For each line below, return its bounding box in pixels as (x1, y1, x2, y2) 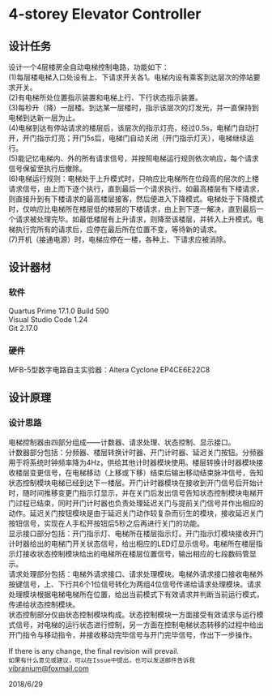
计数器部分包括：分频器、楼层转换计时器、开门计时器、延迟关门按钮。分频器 (8, 447, 264, 457)
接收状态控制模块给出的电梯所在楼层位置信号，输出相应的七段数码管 (22, 548, 249, 558)
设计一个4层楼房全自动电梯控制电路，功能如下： (8, 62, 170, 71)
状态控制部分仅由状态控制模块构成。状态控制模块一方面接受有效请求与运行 (8, 609, 257, 619)
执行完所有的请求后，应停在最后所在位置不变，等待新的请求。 (15, 225, 221, 234)
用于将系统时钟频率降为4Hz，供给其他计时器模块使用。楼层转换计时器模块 (8, 458, 257, 467)
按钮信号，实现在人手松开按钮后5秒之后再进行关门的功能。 (8, 518, 205, 528)
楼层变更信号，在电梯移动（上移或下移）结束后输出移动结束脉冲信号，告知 (15, 467, 264, 477)
